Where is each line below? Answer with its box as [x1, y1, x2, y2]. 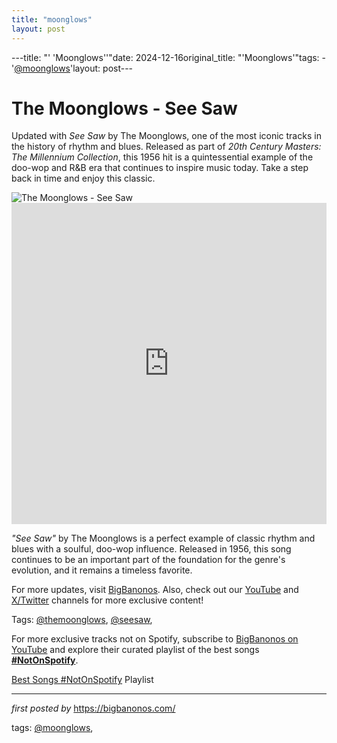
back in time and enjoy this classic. [11, 172, 156, 185]
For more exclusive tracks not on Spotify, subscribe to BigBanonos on [11, 633, 299, 645]
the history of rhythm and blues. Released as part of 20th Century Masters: [11, 141, 322, 153]
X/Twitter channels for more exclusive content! [11, 594, 204, 606]
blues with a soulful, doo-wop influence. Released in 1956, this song [11, 543, 292, 555]
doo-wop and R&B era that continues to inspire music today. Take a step [11, 162, 309, 174]
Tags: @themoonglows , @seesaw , [11, 614, 153, 626]
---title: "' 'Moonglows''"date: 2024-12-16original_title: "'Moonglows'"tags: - [11, 51, 327, 63]
